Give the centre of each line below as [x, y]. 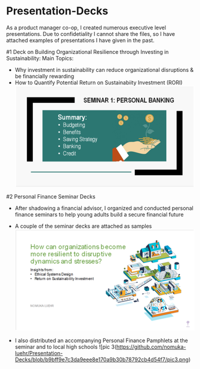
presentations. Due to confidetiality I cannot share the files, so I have [90, 33]
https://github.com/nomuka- [151, 347]
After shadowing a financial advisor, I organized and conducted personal [104, 208]
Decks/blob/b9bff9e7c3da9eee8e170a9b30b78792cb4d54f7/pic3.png [102, 359]
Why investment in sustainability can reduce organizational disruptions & [104, 69]
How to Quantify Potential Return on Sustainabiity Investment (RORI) [99, 83]
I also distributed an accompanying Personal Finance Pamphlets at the [101, 340]
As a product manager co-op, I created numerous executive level [86, 28]
